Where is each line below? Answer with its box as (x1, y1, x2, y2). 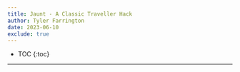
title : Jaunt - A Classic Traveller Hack (7, 10, 133, 18)
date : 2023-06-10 (7, 24, 59, 31)
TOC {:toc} (17, 50, 50, 58)
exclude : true (7, 30, 50, 38)
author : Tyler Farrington (7, 17, 84, 24)
